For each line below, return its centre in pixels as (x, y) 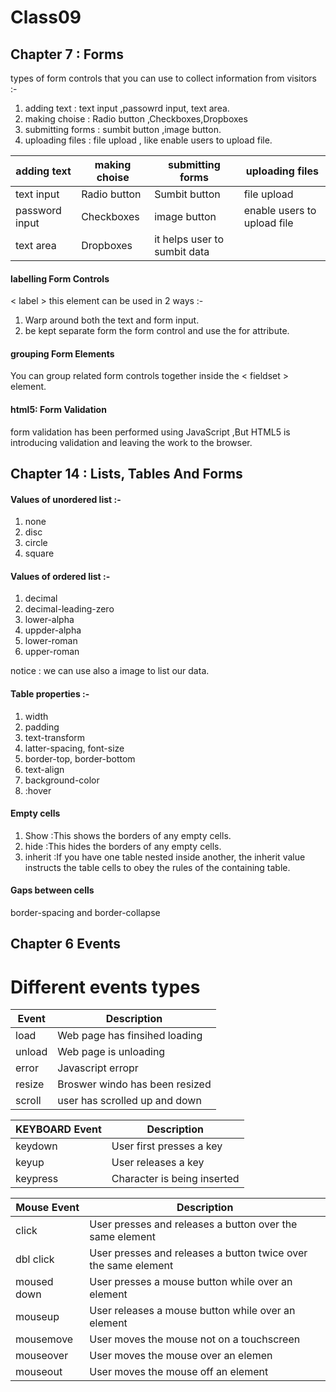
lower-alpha (49, 620)
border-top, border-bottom (80, 758)
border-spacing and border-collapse (85, 913)
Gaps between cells (52, 890)
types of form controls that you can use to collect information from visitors (163, 78)
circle (36, 543)
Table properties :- (50, 694)
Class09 (46, 17)
